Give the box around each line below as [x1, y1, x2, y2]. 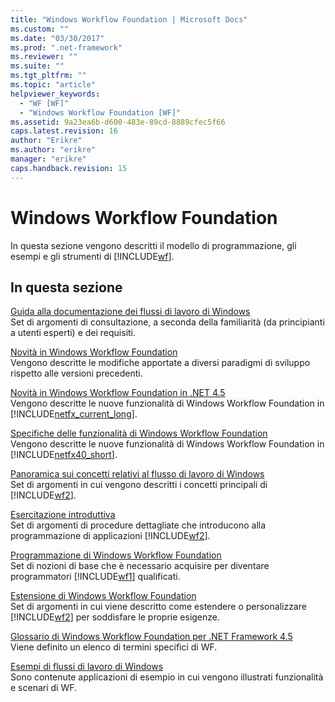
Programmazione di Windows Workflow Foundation [10, 549, 222, 561]
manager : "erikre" [10, 154, 87, 164]
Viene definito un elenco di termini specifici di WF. [10, 641, 218, 653]
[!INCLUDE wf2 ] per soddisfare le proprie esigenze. [10, 611, 221, 623]
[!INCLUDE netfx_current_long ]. [10, 408, 138, 420]
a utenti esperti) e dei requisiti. [10, 327, 137, 339]
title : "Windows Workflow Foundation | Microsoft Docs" [10, 14, 248, 25]
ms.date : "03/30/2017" [10, 33, 105, 43]
